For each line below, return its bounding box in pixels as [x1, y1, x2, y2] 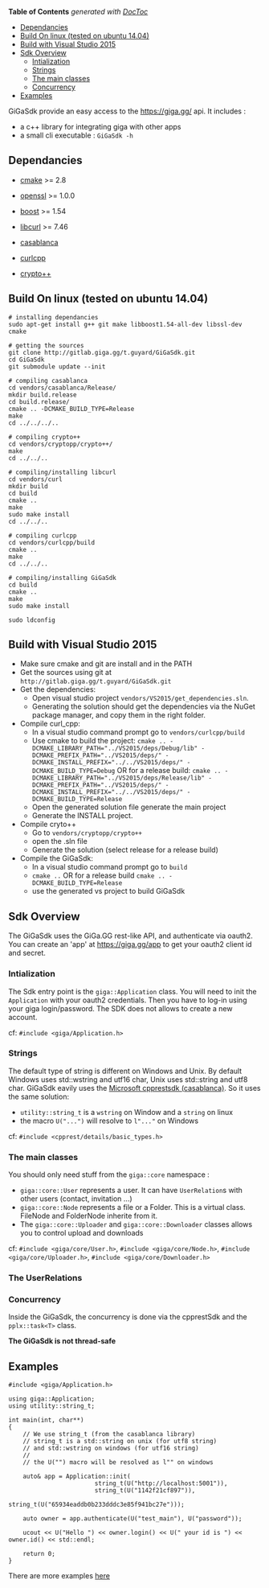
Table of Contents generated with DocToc [8, 7, 149, 16]
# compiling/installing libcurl [8, 468, 116, 476]
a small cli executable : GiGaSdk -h [19, 130, 134, 140]
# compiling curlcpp [8, 531, 78, 540]
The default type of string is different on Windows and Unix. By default [8, 1066, 243, 1076]
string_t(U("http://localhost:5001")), [94, 1479, 228, 1487]
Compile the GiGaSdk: [19, 854, 94, 863]
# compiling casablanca [8, 376, 88, 385]
